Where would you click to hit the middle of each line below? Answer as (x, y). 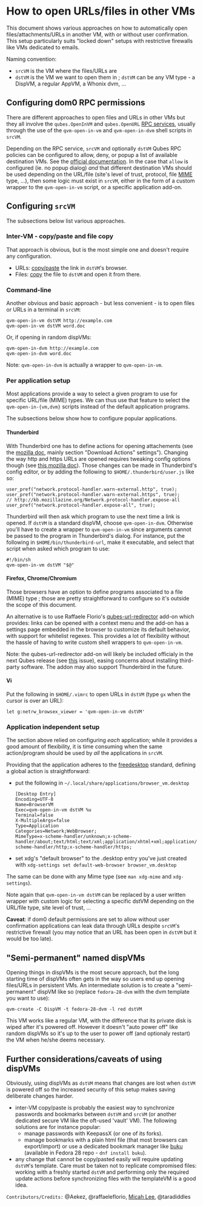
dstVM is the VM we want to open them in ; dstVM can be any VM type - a (105, 77)
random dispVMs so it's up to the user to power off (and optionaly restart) (98, 1033)
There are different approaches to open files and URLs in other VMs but (96, 117)
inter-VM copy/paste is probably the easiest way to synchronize (95, 1107)
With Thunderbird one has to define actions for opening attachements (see (100, 446)
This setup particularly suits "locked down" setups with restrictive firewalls (99, 41)
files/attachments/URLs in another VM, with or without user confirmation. (98, 34)
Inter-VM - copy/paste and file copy (60, 236)
